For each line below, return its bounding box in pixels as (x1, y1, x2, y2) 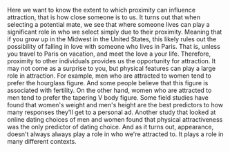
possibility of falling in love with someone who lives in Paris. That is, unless (7, 43, 221, 50)
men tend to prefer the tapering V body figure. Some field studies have (7, 94, 209, 102)
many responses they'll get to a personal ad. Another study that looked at (7, 108, 216, 116)
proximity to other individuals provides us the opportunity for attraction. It (7, 57, 216, 65)
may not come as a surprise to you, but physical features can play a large (7, 65, 216, 72)
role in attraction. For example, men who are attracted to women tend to (7, 72, 212, 80)
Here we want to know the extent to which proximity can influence (7, 6, 195, 14)
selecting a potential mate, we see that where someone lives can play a (7, 21, 210, 28)
